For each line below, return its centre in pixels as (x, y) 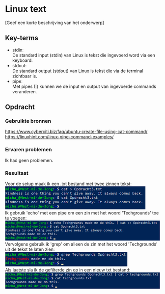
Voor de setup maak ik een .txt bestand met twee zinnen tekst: (68, 184)
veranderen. (25, 91)
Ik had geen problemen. (29, 160)
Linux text (26, 9)
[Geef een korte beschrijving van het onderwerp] (55, 23)
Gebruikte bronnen (28, 121)
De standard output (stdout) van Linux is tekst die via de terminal (78, 71)
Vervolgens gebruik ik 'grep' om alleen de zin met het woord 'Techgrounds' (82, 244)
